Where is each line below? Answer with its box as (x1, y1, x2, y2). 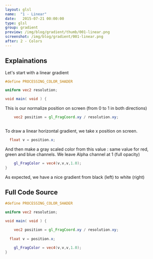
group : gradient (5, 25, 38, 30)
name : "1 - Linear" (5, 12, 47, 17)
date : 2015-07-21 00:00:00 (5, 16, 64, 21)
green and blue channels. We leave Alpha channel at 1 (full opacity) (5, 151, 140, 157)
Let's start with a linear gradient (5, 69, 69, 75)
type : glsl (5, 20, 27, 26)
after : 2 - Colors (5, 39, 42, 44)
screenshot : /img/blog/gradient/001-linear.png (5, 35, 104, 39)
